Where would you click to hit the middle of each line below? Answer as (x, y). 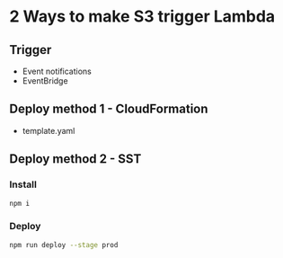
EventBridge (45, 81)
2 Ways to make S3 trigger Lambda (142, 17)
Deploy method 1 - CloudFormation (109, 109)
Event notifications (57, 71)
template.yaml (49, 130)
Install (23, 184)
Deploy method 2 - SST (75, 159)
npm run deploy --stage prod (64, 245)
